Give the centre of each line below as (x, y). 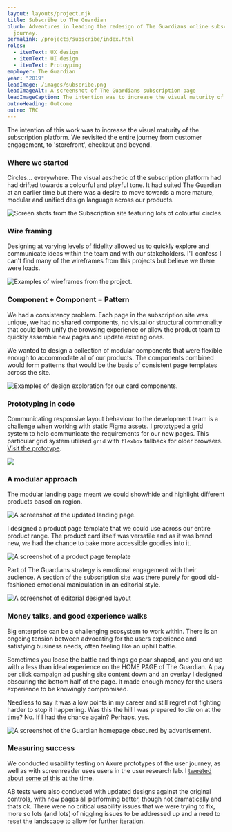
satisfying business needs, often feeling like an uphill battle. (92, 646)
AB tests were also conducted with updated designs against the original (109, 791)
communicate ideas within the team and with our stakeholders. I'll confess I (114, 254)
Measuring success (41, 748)
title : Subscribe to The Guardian (57, 20)
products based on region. (45, 502)
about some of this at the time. (51, 778)
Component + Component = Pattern (68, 300)
